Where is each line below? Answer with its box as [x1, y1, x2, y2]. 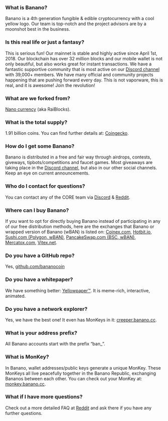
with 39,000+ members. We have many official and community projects [5, 71, 153, 77]
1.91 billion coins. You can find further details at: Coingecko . [5, 130, 129, 136]
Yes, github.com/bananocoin [5, 264, 65, 270]
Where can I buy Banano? [5, 207, 69, 214]
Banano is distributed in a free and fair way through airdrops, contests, [5, 154, 152, 160]
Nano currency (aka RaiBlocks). [5, 106, 71, 112]
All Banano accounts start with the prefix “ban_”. [5, 341, 106, 347]
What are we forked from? [5, 95, 70, 102]
